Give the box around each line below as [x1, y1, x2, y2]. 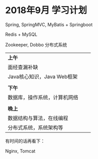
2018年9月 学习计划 [5, 5, 87, 16]
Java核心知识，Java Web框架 [8, 73, 78, 80]
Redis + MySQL [5, 31, 38, 37]
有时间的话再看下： [5, 138, 45, 144]
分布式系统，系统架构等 [8, 124, 64, 131]
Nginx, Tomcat [5, 148, 36, 154]
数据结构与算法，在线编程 [8, 114, 69, 121]
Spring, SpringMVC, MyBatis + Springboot [5, 21, 93, 28]
